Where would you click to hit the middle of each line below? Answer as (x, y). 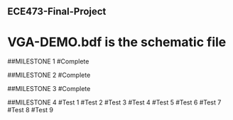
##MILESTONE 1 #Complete (48, 61)
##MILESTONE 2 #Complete (49, 75)
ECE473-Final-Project (57, 12)
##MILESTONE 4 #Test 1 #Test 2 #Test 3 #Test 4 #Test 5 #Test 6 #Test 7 (114, 102)
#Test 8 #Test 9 (31, 110)
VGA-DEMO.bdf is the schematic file (117, 42)
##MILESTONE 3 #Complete (49, 89)
